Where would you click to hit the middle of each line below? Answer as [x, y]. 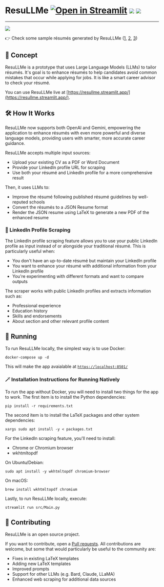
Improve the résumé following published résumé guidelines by [75, 197]
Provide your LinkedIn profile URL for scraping [59, 167]
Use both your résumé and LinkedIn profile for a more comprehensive [82, 172]
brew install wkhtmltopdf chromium [41, 489]
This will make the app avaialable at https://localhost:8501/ [67, 366]
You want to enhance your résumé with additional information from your [84, 266]
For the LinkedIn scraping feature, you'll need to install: [60, 438]
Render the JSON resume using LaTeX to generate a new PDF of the [81, 212]
